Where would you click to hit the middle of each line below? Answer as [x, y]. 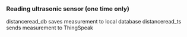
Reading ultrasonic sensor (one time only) [68, 9]
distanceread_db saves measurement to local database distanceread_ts [94, 22]
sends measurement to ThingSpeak [50, 28]
